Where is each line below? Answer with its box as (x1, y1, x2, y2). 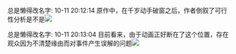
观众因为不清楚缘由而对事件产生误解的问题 (7, 39, 132, 48)
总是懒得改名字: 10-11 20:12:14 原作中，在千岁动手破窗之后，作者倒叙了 (7, 6, 215, 14)
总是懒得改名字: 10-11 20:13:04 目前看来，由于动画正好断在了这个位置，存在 (7, 31, 229, 38)
